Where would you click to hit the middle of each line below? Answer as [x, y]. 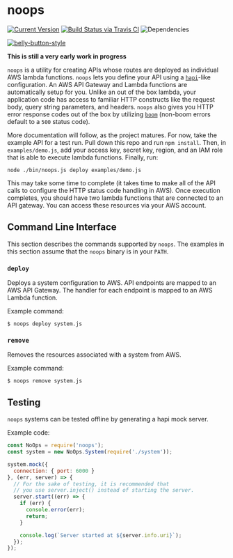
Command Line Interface [62, 227]
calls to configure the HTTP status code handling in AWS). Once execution [114, 190]
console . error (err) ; [55, 510]
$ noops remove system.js [45, 381]
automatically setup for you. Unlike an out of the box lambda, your [102, 92]
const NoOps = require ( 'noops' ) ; [56, 445]
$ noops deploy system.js [45, 324]
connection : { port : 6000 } [54, 471]
